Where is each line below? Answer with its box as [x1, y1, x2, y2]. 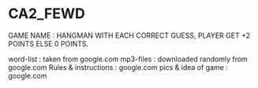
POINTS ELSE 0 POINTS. [8, 38, 89, 48]
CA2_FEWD [8, 5, 85, 23]
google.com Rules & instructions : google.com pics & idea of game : [8, 62, 229, 71]
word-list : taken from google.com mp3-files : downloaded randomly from [8, 54, 249, 64]
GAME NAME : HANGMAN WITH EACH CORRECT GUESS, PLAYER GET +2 [8, 31, 251, 40]
